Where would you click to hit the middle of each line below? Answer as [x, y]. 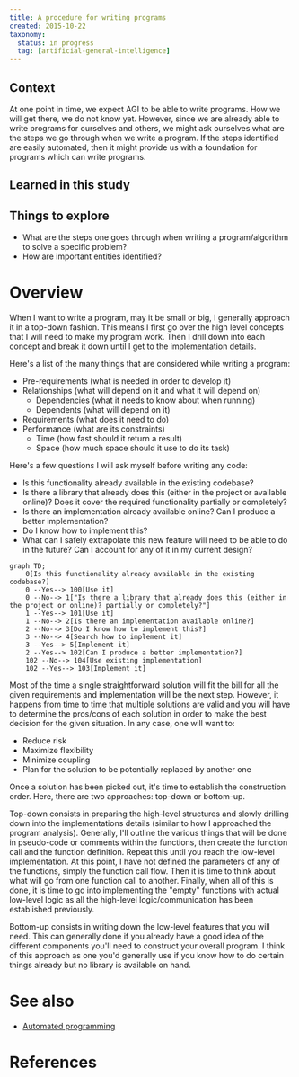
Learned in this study [70, 185]
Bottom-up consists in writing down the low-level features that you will [140, 927]
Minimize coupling [56, 760]
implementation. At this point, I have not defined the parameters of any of [145, 862]
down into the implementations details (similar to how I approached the [141, 823]
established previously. [52, 910]
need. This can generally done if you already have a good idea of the [137, 937]
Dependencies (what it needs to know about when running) [145, 400]
